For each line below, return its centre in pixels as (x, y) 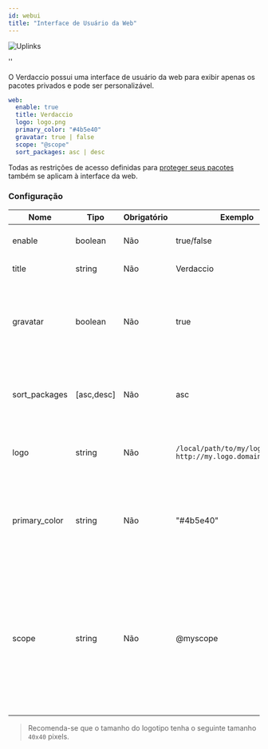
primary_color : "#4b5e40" (59, 129)
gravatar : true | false (55, 137)
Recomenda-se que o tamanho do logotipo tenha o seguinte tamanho (142, 727)
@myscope (197, 638)
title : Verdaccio (44, 115)
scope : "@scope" (42, 145)
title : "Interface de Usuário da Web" (73, 23)
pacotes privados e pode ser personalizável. (81, 86)
